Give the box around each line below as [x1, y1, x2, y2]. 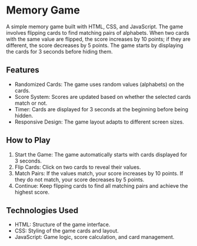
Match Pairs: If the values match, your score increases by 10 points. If [14, 169, 183, 177]
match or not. [14, 99, 48, 107]
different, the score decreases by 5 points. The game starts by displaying [6, 42, 183, 49]
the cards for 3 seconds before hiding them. [6, 48, 113, 55]
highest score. [14, 188, 50, 195]
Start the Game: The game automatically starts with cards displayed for [14, 151, 188, 158]
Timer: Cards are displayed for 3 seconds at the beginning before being [14, 105, 189, 112]
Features [6, 65, 39, 75]
